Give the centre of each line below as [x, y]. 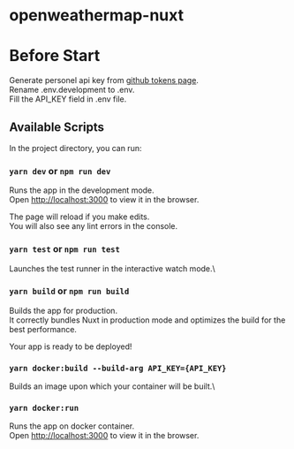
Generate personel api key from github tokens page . [104, 80]
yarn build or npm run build [69, 291]
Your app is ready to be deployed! [71, 346]
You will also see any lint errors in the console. [94, 226]
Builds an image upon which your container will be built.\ [112, 386]
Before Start [55, 56]
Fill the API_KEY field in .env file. [68, 99]
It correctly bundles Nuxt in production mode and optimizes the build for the [147, 320]
